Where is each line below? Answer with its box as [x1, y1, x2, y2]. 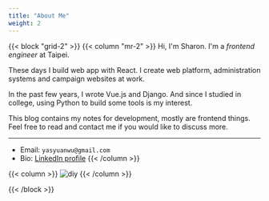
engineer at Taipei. [8, 50, 70, 59]
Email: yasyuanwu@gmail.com [19, 145, 110, 155]
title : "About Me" [8, 11, 70, 20]
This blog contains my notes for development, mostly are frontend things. [8, 113, 251, 123]
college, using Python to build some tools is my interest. [8, 98, 193, 107]
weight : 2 [8, 19, 42, 27]
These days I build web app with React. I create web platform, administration [8, 65, 261, 74]
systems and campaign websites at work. [8, 74, 146, 83]
